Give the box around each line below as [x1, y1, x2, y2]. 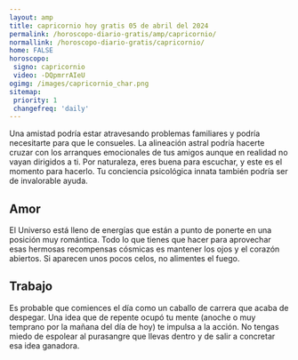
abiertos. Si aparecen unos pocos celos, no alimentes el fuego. [9, 253, 240, 264]
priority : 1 [12, 95, 58, 105]
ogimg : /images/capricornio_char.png [9, 79, 149, 88]
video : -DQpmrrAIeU [12, 71, 86, 80]
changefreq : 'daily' [12, 104, 90, 113]
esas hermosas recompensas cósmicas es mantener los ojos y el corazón [9, 244, 280, 254]
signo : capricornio [12, 63, 86, 72]
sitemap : [9, 87, 42, 96]
